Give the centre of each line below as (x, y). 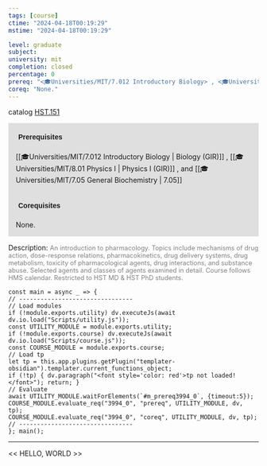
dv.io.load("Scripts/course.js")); (67, 340)
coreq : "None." (33, 89)
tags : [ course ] (33, 16)
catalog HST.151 (34, 111)
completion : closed (41, 67)
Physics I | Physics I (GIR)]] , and (139, 169)
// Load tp (26, 355)
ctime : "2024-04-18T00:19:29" (58, 23)
